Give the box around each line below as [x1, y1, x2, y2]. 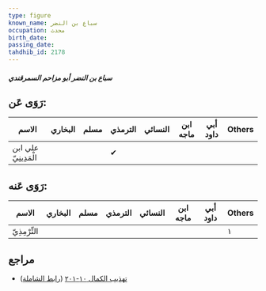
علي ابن [12, 142, 40, 153]
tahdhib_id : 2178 [8, 48, 66, 56]
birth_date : [8, 33, 47, 42]
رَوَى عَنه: [8, 179, 47, 192]
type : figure [8, 11, 51, 20]
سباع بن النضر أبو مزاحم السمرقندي [8, 73, 112, 82]
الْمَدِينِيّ [12, 152, 37, 163]
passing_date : [8, 41, 55, 49]
